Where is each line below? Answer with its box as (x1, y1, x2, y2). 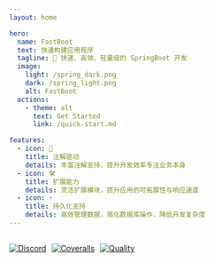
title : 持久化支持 (25, 202, 87, 211)
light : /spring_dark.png (25, 70, 117, 80)
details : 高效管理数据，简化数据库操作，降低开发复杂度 (25, 210, 206, 219)
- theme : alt (25, 103, 73, 112)
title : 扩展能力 (25, 177, 80, 187)
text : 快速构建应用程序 (17, 45, 95, 54)
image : (17, 62, 42, 71)
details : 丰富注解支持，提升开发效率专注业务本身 (25, 161, 187, 170)
